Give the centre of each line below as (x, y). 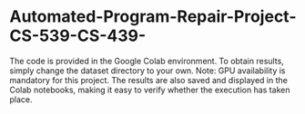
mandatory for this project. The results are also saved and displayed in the (149, 80)
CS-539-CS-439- (78, 36)
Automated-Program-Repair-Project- (153, 17)
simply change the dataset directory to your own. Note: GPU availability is (147, 71)
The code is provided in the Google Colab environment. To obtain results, (147, 61)
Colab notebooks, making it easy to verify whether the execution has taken (150, 90)
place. (21, 99)
